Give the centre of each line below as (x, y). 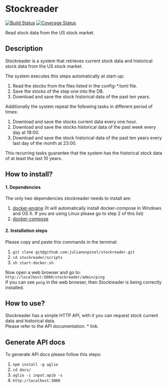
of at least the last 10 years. (34, 158)
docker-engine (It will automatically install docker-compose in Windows (87, 208)
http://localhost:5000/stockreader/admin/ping (55, 277)
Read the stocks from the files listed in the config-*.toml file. (75, 86)
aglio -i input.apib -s (38, 375)
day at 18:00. (26, 132)
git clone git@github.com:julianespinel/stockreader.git (74, 252)
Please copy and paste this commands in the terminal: (62, 242)
